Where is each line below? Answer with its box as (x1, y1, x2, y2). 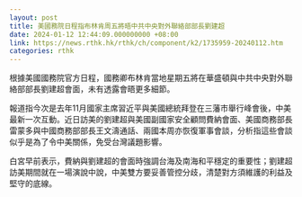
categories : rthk (9, 47, 75, 56)
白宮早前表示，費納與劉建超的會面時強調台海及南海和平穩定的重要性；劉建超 (9, 156, 293, 166)
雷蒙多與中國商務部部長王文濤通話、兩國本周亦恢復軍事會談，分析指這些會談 (9, 125, 293, 136)
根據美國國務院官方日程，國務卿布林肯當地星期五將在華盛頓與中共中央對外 (9, 73, 285, 84)
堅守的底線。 (9, 178, 57, 189)
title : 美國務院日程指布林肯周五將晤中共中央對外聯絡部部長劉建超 (9, 22, 226, 31)
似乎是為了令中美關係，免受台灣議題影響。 (9, 137, 167, 148)
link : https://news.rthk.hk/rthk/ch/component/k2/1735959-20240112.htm (9, 38, 283, 48)
